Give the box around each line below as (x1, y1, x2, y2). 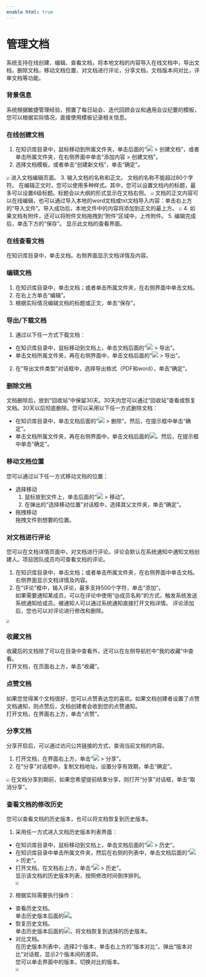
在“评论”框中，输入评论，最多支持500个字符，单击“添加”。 (15, 584, 164, 591)
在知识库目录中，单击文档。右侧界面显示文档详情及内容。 (6, 252, 151, 259)
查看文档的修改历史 (6, 800, 63, 808)
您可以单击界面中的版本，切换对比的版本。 (15, 958, 123, 966)
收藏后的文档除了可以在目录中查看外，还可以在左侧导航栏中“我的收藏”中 (6, 648, 189, 655)
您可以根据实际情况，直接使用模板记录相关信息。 (6, 113, 130, 121)
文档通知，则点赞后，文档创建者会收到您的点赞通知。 (6, 702, 141, 710)
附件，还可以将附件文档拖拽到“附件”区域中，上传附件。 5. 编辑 (27, 212, 186, 220)
